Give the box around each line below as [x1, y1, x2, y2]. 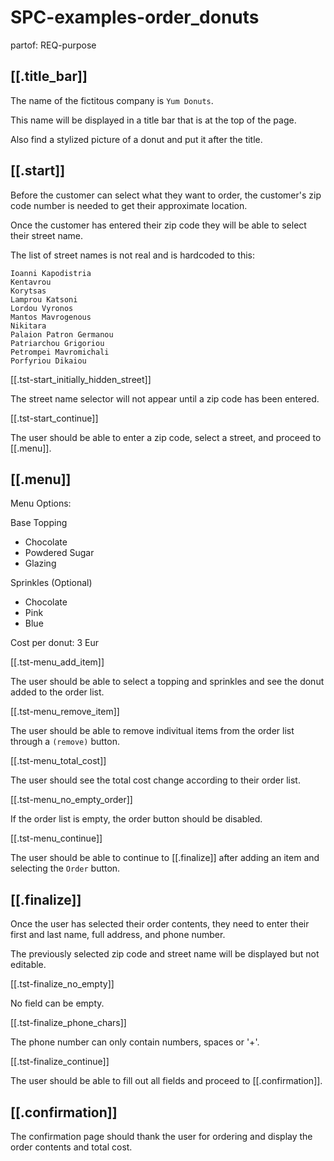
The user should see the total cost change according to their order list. [10, 774, 301, 786]
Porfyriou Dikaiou [10, 356, 87, 366]
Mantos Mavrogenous [10, 312, 92, 322]
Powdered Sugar [24, 547, 95, 559]
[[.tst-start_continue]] [10, 412, 99, 424]
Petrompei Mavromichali [10, 347, 110, 357]
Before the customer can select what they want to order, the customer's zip [10, 189, 322, 201]
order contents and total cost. [10, 1141, 133, 1153]
